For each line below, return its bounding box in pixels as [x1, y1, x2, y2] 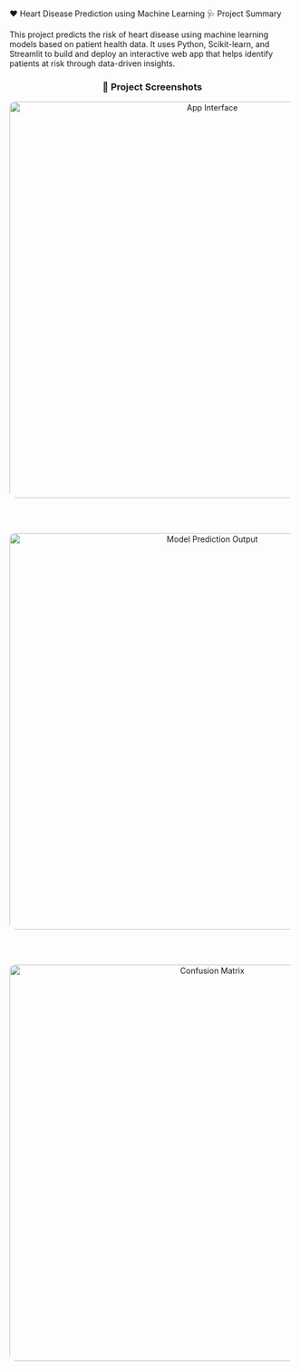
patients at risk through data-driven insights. [9, 58, 176, 69]
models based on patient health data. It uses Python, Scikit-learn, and [9, 39, 270, 49]
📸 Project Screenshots [102, 81, 202, 93]
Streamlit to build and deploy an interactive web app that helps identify [9, 49, 274, 59]
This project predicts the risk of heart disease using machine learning [9, 29, 269, 40]
